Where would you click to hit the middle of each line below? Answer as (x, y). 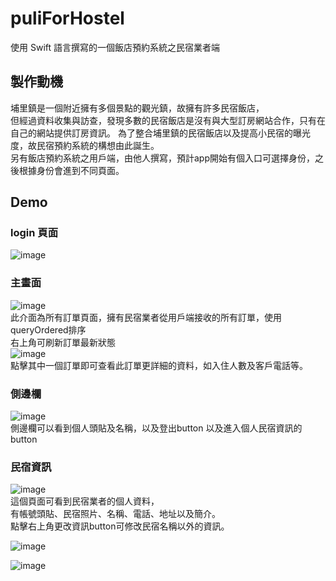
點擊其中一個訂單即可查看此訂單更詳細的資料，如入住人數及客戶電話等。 (159, 365)
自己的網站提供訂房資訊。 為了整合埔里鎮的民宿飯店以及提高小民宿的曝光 (160, 133)
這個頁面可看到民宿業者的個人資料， (85, 501)
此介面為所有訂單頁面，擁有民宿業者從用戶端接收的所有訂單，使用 (146, 317)
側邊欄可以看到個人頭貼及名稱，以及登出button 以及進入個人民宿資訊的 (156, 428)
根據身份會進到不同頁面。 (71, 170)
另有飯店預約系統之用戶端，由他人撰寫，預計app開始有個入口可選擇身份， (163, 158)
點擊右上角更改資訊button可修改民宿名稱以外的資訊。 (120, 526)
